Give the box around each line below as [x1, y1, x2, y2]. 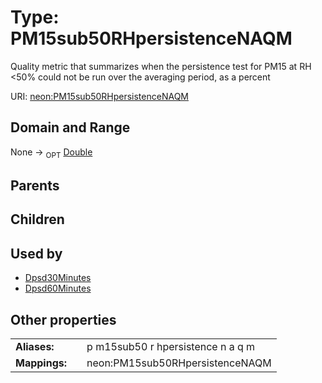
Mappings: [15, 356, 68, 370]
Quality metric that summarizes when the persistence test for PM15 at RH [10, 60, 312, 72]
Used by [10, 245, 63, 262]
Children [10, 211, 65, 228]
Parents [10, 177, 60, 194]
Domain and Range [10, 119, 131, 136]
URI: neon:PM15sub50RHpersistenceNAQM [10, 90, 189, 102]
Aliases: [15, 339, 55, 353]
